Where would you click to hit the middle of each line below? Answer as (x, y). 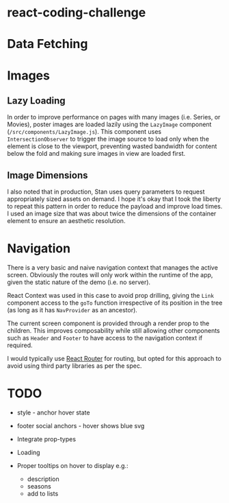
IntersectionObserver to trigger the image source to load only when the (108, 139)
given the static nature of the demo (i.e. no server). (79, 282)
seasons (39, 487)
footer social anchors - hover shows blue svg (81, 426)
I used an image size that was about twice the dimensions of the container (112, 213)
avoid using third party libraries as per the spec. (75, 366)
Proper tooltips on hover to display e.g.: (72, 466)
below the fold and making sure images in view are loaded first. (96, 154)
